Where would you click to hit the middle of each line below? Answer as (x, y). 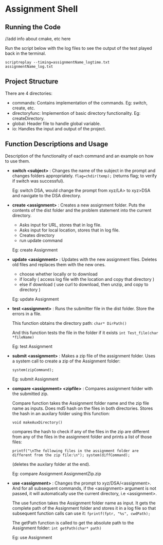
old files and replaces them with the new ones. (59, 264)
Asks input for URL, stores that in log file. (60, 225)
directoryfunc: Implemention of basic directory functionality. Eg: (76, 113)
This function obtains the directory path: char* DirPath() (69, 323)
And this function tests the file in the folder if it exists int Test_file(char (85, 333)
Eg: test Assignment (32, 346)
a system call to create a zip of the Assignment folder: (66, 361)
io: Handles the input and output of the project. (59, 128)
